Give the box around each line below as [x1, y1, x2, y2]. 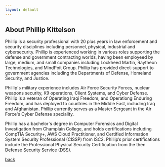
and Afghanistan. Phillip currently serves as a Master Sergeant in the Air [5, 106, 152, 112]
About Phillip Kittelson [5, 26, 76, 34]
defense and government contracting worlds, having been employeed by [5, 54, 154, 60]
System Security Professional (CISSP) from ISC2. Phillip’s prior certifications [5, 136, 160, 142]
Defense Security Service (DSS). [5, 147, 72, 153]
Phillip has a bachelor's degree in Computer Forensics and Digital [5, 121, 138, 126]
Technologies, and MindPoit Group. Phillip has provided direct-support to [5, 65, 154, 71]
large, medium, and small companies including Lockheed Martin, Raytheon [5, 60, 157, 66]
